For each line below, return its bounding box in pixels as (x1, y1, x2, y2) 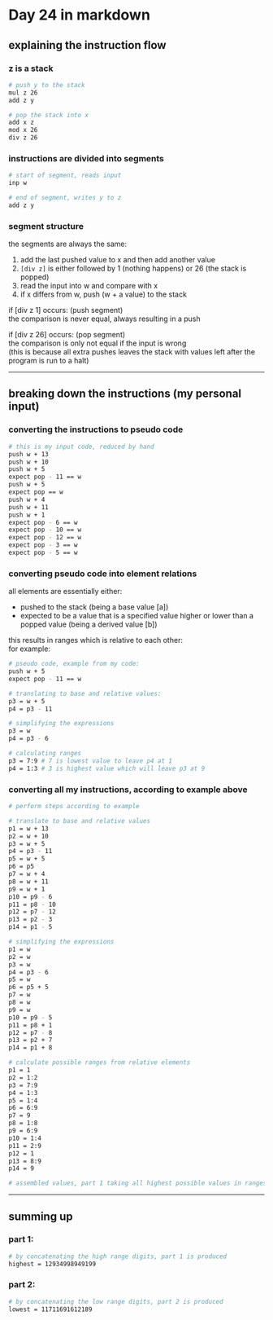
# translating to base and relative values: (8, 689, 162, 697)
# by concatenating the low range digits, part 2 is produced (8, 1297, 223, 1305)
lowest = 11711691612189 (8, 1305, 93, 1313)
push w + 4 (8, 495, 45, 504)
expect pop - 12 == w (8, 534, 82, 542)
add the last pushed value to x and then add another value (19, 255, 215, 265)
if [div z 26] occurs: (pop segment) (8, 330, 126, 340)
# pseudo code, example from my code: (8, 660, 140, 668)
